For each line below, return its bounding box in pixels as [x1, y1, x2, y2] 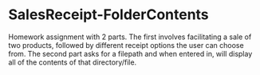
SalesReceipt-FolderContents [8, 6, 209, 24]
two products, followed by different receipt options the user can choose [8, 40, 245, 49]
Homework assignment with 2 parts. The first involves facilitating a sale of [8, 32, 252, 41]
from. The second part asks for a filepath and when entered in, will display [8, 49, 253, 58]
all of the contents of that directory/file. [8, 57, 137, 67]
